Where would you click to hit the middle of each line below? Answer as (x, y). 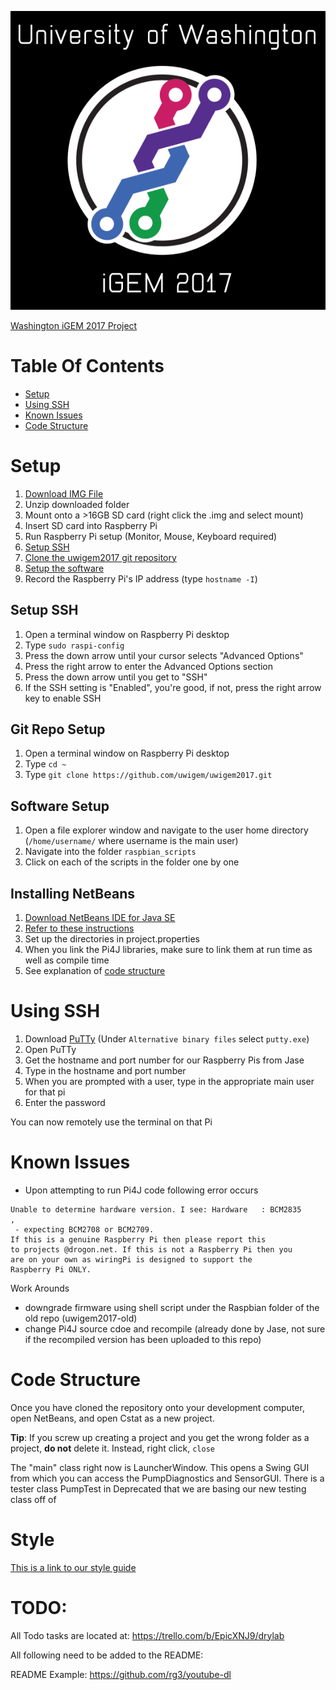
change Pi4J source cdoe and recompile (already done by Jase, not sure (175, 1328)
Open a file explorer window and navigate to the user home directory (166, 830)
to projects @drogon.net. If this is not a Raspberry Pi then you (151, 1249)
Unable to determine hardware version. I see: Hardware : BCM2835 (156, 1209)
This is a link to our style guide (73, 1567)
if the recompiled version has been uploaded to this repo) (143, 1339)
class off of (33, 1499)
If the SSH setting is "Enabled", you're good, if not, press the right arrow (173, 687)
